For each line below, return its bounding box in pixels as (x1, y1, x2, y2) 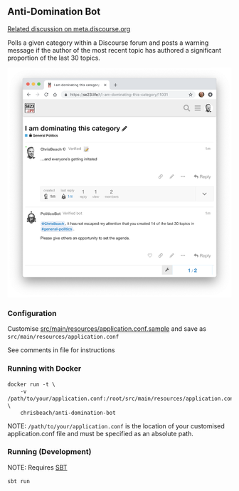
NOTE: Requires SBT (7, 463, 68, 472)
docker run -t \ (7, 381, 55, 388)
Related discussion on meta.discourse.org (7, 24, 131, 33)
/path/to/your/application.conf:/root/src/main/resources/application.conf (7, 395, 237, 402)
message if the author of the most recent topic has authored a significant (7, 46, 222, 54)
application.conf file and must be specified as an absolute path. (7, 429, 193, 438)
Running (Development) (7, 447, 92, 457)
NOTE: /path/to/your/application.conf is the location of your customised (7, 421, 225, 430)
